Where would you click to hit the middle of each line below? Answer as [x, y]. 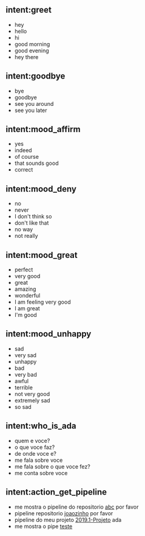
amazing [25, 289]
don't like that [32, 223]
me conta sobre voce [41, 473]
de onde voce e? [35, 453]
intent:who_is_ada [41, 426]
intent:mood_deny [41, 189]
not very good [32, 394]
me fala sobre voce [39, 460]
